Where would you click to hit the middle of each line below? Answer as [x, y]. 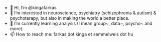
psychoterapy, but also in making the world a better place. [70, 18]
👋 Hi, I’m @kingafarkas [33, 8]
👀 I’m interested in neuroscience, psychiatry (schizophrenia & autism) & [83, 13]
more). [17, 29]
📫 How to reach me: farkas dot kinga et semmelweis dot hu [72, 34]
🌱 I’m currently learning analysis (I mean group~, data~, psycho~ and [81, 23]
